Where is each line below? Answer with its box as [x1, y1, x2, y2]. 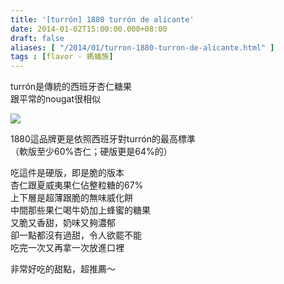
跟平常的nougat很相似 [10, 93, 101, 105]
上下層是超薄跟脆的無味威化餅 [10, 192, 133, 204]
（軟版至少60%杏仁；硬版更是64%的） [10, 146, 173, 158]
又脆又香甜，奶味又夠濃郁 [10, 217, 116, 229]
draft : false [10, 33, 65, 43]
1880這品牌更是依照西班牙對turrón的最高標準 [10, 133, 196, 145]
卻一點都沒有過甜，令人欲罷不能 [10, 229, 142, 241]
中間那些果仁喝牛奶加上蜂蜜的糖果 [10, 204, 151, 216]
